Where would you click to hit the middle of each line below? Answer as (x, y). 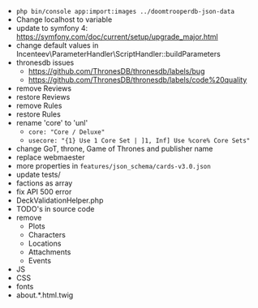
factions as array (44, 183)
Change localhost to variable (64, 19)
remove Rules (39, 105)
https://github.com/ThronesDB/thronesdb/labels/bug (116, 71)
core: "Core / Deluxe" (67, 132)
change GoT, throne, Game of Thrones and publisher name (114, 149)
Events (39, 261)
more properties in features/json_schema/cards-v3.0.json (113, 166)
